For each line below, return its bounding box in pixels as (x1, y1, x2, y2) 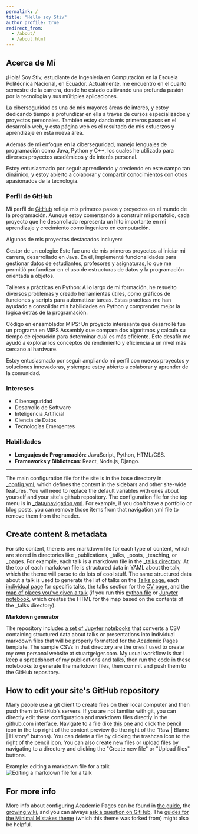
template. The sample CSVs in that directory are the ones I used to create (6, 643, 184, 651)
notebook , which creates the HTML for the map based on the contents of (6, 595, 184, 602)
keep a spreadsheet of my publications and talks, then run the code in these (6, 656, 191, 663)
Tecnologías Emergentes (14, 423, 75, 430)
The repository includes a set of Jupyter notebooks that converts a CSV (6, 625, 181, 632)
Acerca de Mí (6, 58, 56, 68)
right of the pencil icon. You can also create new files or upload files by (6, 739, 179, 746)
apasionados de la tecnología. (6, 177, 79, 184)
